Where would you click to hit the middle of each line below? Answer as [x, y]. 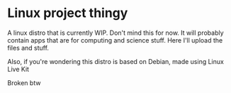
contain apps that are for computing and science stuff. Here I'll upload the [115, 40]
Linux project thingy [68, 13]
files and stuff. [28, 48]
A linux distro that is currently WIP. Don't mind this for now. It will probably [116, 33]
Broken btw [24, 82]
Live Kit [18, 69]
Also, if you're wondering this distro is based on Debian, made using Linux [116, 61]
